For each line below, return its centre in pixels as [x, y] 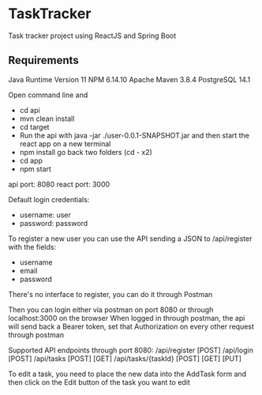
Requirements [43, 60]
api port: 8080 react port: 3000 [59, 184]
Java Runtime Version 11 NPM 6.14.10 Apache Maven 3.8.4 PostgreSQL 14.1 [129, 79]
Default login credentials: [49, 199]
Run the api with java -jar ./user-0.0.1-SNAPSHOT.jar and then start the [135, 135]
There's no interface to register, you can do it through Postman [110, 294]
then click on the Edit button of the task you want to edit [99, 382]
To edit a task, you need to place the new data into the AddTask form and [127, 374]
